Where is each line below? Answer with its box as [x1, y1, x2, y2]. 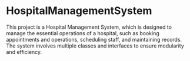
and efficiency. [6, 48, 42, 55]
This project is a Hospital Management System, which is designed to [6, 23, 172, 30]
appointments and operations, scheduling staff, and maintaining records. [6, 36, 182, 43]
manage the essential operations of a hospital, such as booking [6, 29, 160, 36]
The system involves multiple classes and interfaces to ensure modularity [6, 42, 184, 49]
